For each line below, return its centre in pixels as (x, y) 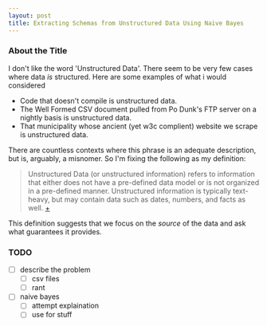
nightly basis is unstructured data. (76, 117)
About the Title (38, 51)
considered (27, 85)
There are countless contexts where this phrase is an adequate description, (132, 150)
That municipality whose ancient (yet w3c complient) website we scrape (139, 126)
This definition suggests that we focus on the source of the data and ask (127, 223)
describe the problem (55, 270)
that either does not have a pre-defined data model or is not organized (143, 182)
